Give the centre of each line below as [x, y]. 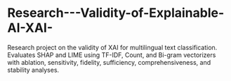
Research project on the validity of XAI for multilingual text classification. [112, 47]
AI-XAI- [30, 28]
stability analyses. [33, 70]
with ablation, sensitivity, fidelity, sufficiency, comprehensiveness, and [109, 62]
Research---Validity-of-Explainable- [116, 13]
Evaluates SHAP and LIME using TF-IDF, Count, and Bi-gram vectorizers [112, 55]
